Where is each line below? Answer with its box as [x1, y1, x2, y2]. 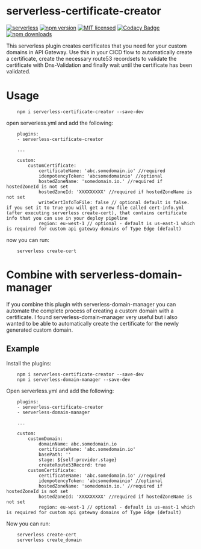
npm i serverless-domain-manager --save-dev [17, 376, 131, 383]
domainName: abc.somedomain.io [38, 441, 117, 447]
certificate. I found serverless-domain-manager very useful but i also [6, 313, 178, 320]
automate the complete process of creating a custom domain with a [6, 307, 174, 314]
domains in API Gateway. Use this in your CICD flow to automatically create [6, 48, 193, 55]
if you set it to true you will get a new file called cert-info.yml [6, 205, 185, 211]
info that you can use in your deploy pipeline [6, 215, 128, 221]
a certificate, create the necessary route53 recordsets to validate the [6, 55, 177, 62]
